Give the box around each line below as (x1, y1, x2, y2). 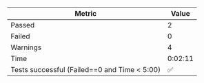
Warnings (10, 43, 42, 52)
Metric (74, 9, 97, 18)
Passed (10, 21, 35, 29)
